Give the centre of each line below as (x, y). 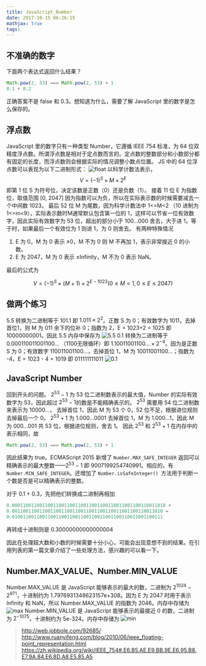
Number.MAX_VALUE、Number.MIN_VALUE (92, 571)
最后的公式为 (22, 270)
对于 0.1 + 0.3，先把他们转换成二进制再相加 (61, 494)
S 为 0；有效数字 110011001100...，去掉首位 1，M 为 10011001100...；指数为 (100, 351)
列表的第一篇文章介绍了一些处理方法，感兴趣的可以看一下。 (87, 550)
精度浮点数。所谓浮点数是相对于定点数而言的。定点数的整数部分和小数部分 (100, 153)
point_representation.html (54, 644)
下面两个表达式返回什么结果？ (44, 72)
